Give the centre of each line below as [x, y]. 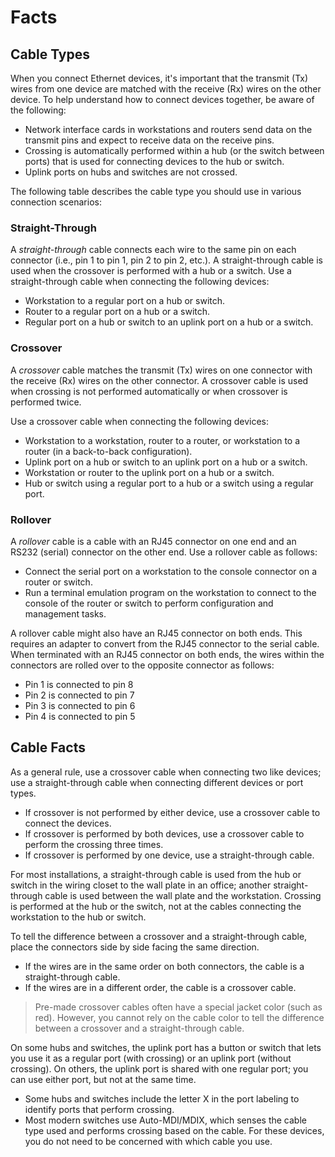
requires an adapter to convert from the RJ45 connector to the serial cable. [165, 643]
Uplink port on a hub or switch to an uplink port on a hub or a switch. [166, 462]
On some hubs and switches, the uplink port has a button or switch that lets [166, 1047]
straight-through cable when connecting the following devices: [140, 282]
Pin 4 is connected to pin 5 [80, 716]
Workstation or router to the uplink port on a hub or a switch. [149, 472]
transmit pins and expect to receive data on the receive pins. [149, 140]
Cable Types [50, 54]
